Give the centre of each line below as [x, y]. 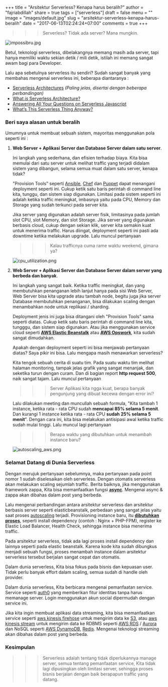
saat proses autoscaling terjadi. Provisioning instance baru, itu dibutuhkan [82, 515]
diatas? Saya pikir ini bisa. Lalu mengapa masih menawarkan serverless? [88, 353]
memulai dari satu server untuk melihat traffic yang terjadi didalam [81, 163]
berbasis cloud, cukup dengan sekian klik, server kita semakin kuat [82, 225]
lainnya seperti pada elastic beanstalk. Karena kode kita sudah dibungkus [81, 546]
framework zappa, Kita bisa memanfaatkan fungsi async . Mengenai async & [84, 489]
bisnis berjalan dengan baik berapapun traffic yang [95, 674]
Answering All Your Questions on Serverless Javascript [69, 104]
